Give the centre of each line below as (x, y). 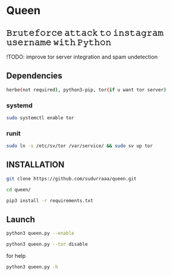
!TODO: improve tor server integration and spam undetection (82, 57)
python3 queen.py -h (32, 267)
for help (16, 256)
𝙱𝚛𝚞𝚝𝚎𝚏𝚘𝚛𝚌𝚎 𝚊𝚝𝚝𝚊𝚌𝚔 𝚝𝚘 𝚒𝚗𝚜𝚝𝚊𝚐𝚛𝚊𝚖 (85, 33)
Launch (21, 219)
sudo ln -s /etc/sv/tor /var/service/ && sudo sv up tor (80, 146)
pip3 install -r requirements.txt (50, 200)
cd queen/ (19, 189)
